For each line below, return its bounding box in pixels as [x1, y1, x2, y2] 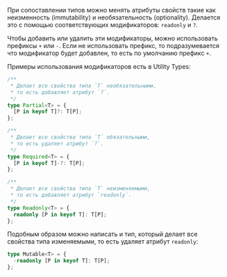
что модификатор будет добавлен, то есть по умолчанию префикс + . [7, 49, 212, 57]
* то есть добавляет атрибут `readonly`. [10, 191, 132, 198]
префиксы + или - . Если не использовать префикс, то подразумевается [7, 42, 220, 49]
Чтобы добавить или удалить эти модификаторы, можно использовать [7, 34, 219, 42]
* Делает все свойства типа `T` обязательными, [10, 134, 151, 141]
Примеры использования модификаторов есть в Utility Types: [7, 63, 191, 70]
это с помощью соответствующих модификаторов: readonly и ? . [7, 21, 198, 29]
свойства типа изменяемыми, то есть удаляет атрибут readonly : [7, 237, 199, 246]
